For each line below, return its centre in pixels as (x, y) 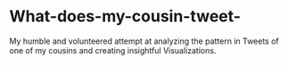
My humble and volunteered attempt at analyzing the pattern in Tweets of (144, 41)
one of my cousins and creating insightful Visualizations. (113, 50)
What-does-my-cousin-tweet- (125, 16)
